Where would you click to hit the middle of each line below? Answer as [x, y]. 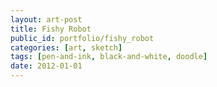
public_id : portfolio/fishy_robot [82, 38]
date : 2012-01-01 [46, 66]
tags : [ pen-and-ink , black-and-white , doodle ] [109, 57]
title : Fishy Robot [51, 29]
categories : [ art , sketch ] [66, 47]
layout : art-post [46, 19]
